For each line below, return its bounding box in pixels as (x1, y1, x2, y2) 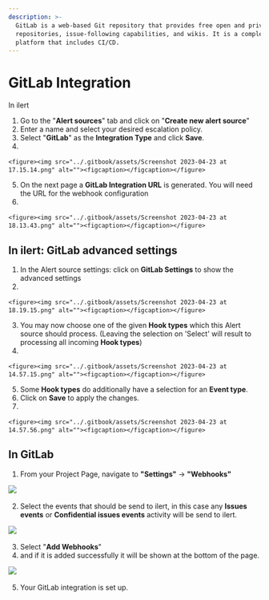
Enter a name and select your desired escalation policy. (19, 124, 203, 134)
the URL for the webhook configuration (19, 189, 149, 198)
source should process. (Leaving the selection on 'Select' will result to (19, 329, 252, 339)
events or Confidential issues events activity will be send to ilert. (19, 509, 238, 519)
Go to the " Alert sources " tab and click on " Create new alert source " (19, 116, 250, 126)
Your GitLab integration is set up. (19, 582, 129, 592)
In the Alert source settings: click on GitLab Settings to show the (19, 265, 234, 274)
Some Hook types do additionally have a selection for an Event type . (19, 385, 248, 394)
